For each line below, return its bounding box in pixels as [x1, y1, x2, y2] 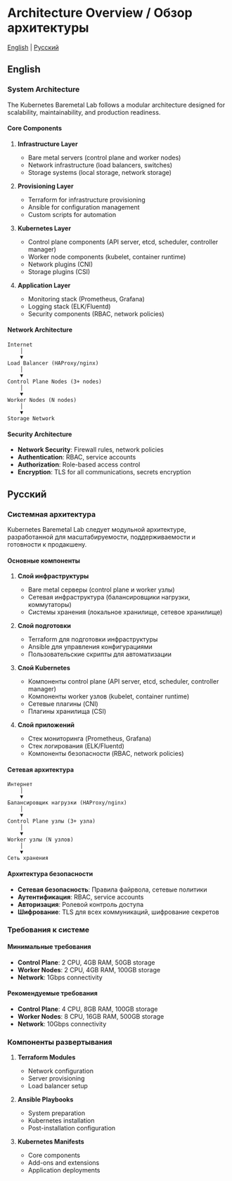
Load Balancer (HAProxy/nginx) [7, 360, 99, 367]
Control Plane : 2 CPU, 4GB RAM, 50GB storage [17, 958, 155, 967]
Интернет [7, 781, 33, 788]
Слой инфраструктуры [17, 572, 89, 580]
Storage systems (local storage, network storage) [27, 168, 172, 176]
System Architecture [7, 84, 80, 94]
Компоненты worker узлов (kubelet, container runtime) [27, 692, 190, 700]
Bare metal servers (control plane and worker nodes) [27, 153, 181, 162]
